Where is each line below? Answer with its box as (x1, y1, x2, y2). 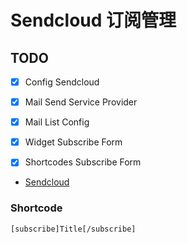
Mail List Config (24, 116, 90, 128)
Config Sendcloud (24, 76, 100, 88)
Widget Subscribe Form (24, 136, 123, 148)
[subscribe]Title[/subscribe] (10, 224, 137, 234)
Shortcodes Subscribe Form (24, 156, 142, 168)
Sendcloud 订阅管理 (10, 9, 177, 32)
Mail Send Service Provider (24, 96, 138, 108)
